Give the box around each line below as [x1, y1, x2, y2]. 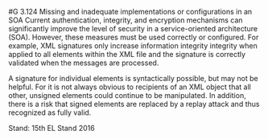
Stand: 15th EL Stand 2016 [8, 124, 95, 133]
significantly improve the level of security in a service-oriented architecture [8, 24, 258, 33]
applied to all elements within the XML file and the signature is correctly [8, 50, 246, 59]
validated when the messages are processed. [8, 58, 159, 67]
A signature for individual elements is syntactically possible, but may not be [8, 74, 259, 83]
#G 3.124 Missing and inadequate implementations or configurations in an [8, 7, 253, 16]
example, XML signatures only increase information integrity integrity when [8, 41, 258, 51]
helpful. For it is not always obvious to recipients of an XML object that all [8, 82, 251, 92]
